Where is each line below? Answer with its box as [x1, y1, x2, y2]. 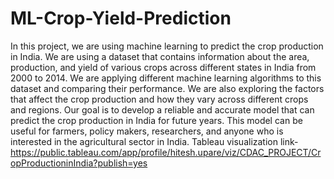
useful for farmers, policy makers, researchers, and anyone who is [10, 125, 284, 137]
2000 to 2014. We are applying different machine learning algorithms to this [10, 72, 322, 84]
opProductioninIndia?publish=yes [10, 157, 148, 169]
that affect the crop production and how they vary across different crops [10, 93, 309, 105]
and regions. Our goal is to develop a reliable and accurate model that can [10, 103, 315, 116]
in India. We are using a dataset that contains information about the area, [10, 50, 310, 62]
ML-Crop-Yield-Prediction [10, 7, 232, 30]
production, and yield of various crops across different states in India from [10, 61, 317, 73]
